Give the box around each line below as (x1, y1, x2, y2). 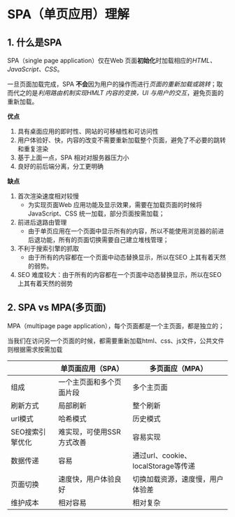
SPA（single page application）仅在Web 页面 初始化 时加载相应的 (7, 57, 193, 64)
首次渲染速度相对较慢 (17, 192, 79, 200)
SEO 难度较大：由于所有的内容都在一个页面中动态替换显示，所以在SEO (17, 271, 222, 278)
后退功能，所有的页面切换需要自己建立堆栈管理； (27, 236, 169, 243)
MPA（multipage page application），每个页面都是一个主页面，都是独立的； (7, 321, 225, 330)
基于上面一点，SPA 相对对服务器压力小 (17, 153, 129, 162)
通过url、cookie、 (132, 451, 192, 460)
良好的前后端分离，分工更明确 (17, 162, 104, 170)
